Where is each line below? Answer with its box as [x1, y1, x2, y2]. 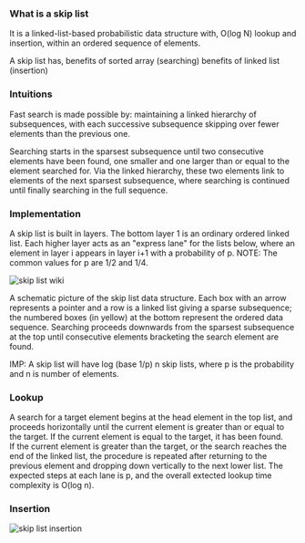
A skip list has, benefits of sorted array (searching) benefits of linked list [9, 56, 280, 67]
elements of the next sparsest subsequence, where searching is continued [9, 174, 290, 185]
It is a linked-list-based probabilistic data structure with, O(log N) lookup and [9, 28, 297, 39]
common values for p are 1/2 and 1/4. [9, 256, 148, 267]
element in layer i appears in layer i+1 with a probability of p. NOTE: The [9, 247, 278, 258]
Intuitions [9, 88, 53, 100]
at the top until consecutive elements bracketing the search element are [9, 331, 280, 342]
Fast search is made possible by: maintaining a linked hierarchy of [9, 109, 257, 120]
